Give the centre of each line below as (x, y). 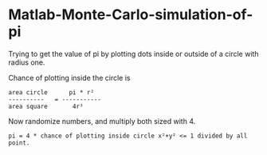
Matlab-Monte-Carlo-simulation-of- (131, 15)
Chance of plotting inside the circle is (69, 77)
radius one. (27, 62)
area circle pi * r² (51, 92)
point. (19, 143)
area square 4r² (46, 106)
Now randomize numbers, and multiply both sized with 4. (102, 121)
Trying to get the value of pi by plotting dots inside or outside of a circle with (133, 54)
